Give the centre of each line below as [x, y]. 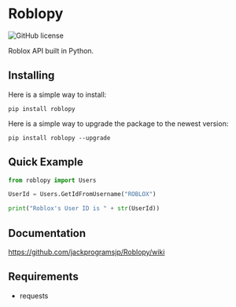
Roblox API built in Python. [51, 50]
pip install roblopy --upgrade [59, 138]
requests [34, 295]
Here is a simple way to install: [57, 94]
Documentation [47, 233]
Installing [31, 76]
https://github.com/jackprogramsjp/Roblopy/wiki [87, 252]
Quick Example [46, 162]
